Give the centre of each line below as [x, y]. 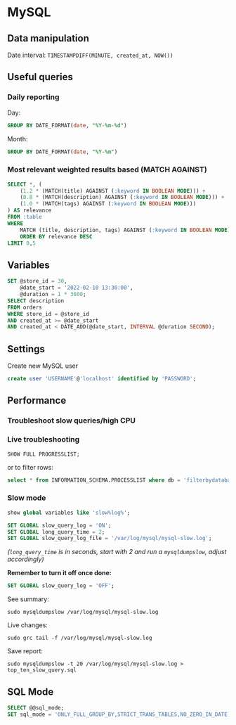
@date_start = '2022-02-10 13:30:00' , [77, 288]
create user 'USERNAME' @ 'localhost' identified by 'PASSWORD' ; [102, 379]
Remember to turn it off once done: [60, 573]
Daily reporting [33, 97]
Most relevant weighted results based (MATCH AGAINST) [107, 169]
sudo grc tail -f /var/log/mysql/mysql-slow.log [80, 638]
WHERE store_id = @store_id [48, 314]
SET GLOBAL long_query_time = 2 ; [56, 532]
